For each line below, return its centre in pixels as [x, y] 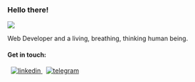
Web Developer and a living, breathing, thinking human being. [98, 39]
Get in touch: [27, 54]
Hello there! [28, 10]
